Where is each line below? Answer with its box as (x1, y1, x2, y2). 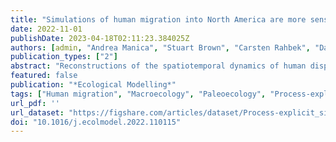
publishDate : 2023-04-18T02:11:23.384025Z (10, 33, 190, 43)
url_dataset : (10, 107, 65, 118)
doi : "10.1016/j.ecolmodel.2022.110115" (10, 117, 182, 127)
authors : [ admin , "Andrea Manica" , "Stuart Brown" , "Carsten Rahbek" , (10, 42, 311, 53)
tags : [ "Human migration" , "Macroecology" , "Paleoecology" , (10, 89, 267, 99)
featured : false (10, 71, 78, 81)
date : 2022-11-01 (10, 24, 83, 34)
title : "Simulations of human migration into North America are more (10, 14, 307, 25)
